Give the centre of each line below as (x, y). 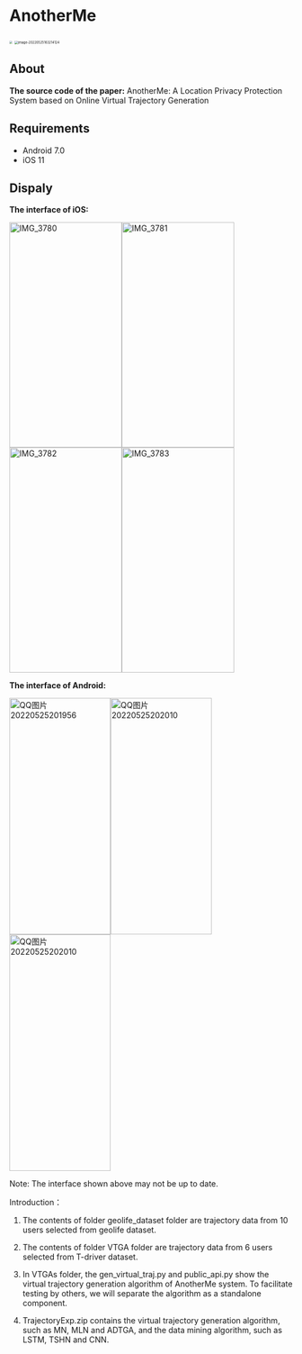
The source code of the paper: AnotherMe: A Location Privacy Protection (146, 90)
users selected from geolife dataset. (89, 1230)
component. (44, 1304)
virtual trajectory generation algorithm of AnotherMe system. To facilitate (157, 1284)
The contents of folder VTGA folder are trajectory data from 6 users (147, 1248)
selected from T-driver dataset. (80, 1257)
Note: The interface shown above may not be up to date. (114, 1184)
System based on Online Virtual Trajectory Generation (109, 100)
